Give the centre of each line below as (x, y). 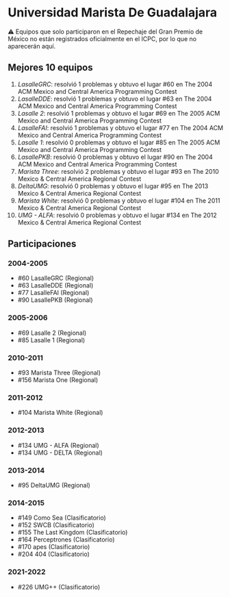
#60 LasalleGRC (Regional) (56, 278)
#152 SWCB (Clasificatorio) (56, 525)
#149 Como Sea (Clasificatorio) (62, 518)
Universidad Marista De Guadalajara (113, 13)
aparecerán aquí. (32, 46)
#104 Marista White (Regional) (60, 413)
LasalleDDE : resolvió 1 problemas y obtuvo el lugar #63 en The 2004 (115, 99)
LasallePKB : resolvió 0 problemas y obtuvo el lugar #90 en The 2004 (115, 157)
